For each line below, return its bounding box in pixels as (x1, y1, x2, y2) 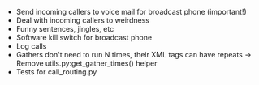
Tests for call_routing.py (15, 67, 97, 76)
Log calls (15, 41, 47, 51)
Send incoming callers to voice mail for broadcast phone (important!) (15, 7, 248, 16)
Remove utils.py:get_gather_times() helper (15, 58, 158, 68)
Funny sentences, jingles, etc (15, 24, 114, 33)
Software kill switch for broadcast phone (15, 32, 153, 42)
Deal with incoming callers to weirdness (15, 15, 150, 25)
